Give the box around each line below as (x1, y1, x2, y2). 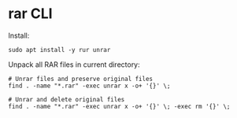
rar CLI (8, 5, 53, 23)
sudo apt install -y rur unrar (8, 46, 111, 53)
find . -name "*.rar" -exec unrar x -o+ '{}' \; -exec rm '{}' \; (8, 102, 231, 110)
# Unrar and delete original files (8, 95, 125, 103)
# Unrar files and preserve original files (8, 75, 154, 83)
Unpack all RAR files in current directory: (8, 60, 140, 69)
